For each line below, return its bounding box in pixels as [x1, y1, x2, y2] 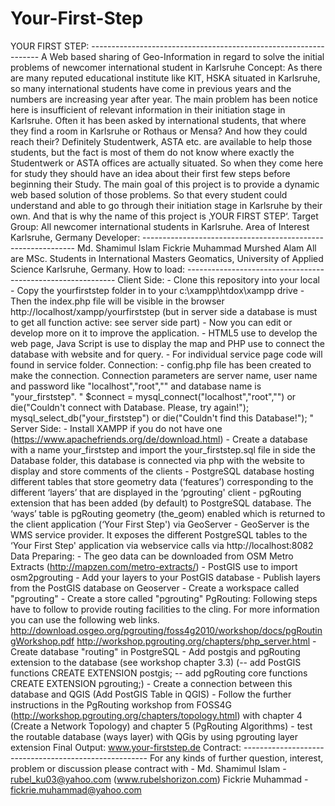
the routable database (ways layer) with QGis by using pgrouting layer [10, 730, 298, 742]
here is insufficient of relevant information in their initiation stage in [10, 103, 286, 116]
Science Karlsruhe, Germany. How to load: [10, 263, 186, 275]
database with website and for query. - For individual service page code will [10, 348, 323, 360]
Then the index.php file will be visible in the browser [10, 295, 225, 307]
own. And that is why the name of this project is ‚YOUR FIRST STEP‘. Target [10, 210, 319, 222]
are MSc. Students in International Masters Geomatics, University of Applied [10, 252, 324, 264]
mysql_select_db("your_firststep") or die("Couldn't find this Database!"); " [10, 412, 315, 424]
